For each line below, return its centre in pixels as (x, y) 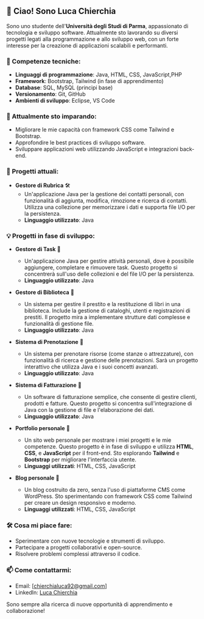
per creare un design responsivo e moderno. (80, 503)
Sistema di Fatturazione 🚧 (48, 385)
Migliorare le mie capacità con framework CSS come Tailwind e (95, 130)
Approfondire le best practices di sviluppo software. (80, 143)
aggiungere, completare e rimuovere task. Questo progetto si (101, 267)
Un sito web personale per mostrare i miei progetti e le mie (98, 440)
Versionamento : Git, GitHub (50, 94)
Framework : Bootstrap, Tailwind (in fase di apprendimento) (89, 81)
